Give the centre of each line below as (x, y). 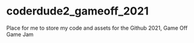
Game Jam (20, 34)
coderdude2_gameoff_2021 (77, 11)
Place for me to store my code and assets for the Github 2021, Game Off (97, 28)
